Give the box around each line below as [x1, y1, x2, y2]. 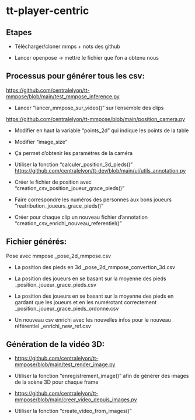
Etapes [6, 27, 32, 37]
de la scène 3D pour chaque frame [14, 378, 99, 385]
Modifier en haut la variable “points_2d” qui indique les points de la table [14, 127, 189, 134]
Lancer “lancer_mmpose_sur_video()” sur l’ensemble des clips [14, 104, 164, 111]
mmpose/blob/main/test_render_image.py [14, 361, 116, 368]
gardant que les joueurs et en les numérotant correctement [14, 298, 157, 305]
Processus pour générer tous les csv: [6, 71, 145, 81]
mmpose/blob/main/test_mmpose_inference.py [6, 92, 120, 100]
